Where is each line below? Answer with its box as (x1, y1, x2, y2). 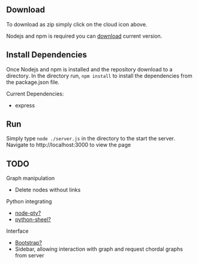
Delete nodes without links (14, 186, 81, 194)
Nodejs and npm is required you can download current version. (6, 32, 163, 40)
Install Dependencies (6, 50, 87, 60)
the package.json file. (6, 78, 60, 86)
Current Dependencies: (6, 90, 64, 97)
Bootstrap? (14, 239, 43, 247)
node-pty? (14, 209, 41, 217)
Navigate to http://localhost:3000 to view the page (6, 141, 131, 149)
